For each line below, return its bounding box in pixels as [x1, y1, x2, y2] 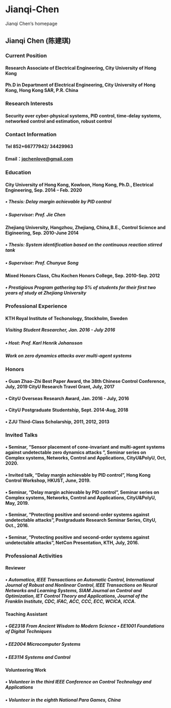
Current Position [5, 52, 47, 59]
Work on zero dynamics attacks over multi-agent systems [5, 353, 132, 359]
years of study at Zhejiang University [5, 289, 87, 296]
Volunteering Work [5, 667, 46, 673]
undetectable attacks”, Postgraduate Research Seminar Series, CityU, [5, 517, 157, 523]
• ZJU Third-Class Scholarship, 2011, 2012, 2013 [5, 419, 110, 425]
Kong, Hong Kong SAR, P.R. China [5, 87, 79, 93]
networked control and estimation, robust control [5, 118, 112, 124]
